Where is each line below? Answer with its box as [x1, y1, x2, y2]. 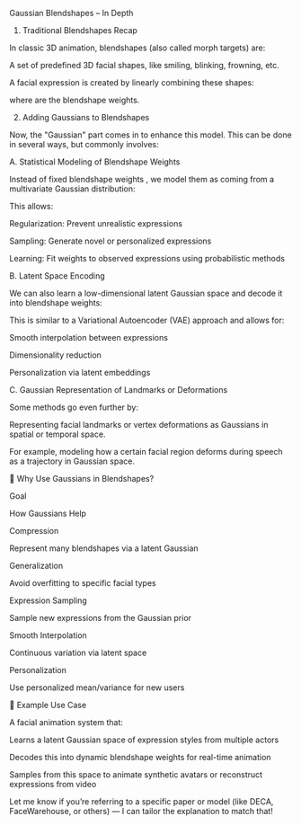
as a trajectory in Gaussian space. [9, 456, 135, 466]
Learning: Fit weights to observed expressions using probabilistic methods [9, 253, 286, 263]
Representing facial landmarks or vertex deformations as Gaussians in [9, 420, 269, 430]
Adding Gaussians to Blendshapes [22, 112, 150, 122]
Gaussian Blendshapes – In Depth [9, 8, 134, 18]
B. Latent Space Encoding [9, 271, 105, 281]
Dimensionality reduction [9, 350, 102, 360]
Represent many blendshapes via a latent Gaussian [9, 543, 199, 554]
